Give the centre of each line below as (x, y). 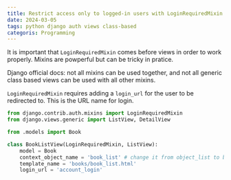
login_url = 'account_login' (61, 170)
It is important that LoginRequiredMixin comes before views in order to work (114, 52)
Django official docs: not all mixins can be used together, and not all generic (114, 73)
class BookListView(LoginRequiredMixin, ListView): (82, 144)
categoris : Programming (41, 33)
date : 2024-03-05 (32, 20)
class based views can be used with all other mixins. (81, 80)
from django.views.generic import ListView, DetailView (89, 120)
